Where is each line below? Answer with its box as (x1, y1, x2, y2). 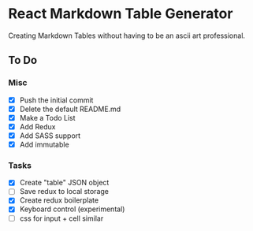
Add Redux (19, 121, 56, 131)
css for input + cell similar (19, 214, 104, 223)
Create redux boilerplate (19, 196, 99, 205)
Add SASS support (19, 131, 81, 140)
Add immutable (19, 140, 69, 149)
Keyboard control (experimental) (19, 204, 125, 214)
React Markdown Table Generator (8, 5, 233, 23)
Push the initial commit (19, 95, 94, 105)
